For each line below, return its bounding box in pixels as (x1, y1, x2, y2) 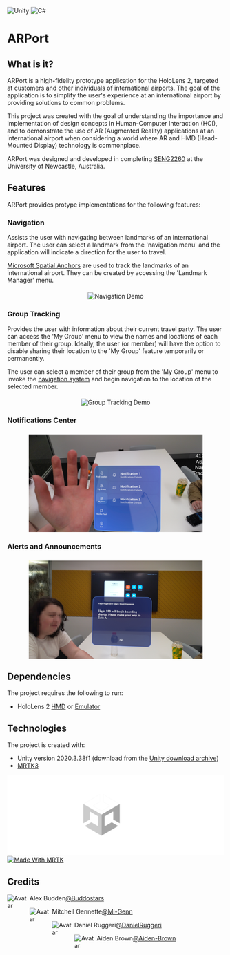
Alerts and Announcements (7, 542, 102, 551)
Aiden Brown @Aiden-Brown (96, 934, 176, 943)
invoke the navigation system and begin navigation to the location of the (7, 375, 211, 384)
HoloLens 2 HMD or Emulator (17, 702, 101, 711)
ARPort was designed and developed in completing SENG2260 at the (7, 155, 203, 162)
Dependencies (7, 670, 71, 682)
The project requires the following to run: (7, 689, 123, 697)
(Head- (197, 134, 218, 142)
